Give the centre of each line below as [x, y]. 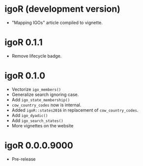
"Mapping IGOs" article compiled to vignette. [57, 23]
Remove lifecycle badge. [37, 56]
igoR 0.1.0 [25, 76]
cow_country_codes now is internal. [46, 105]
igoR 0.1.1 [24, 42]
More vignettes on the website [43, 125]
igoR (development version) [63, 9]
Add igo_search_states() [37, 120]
